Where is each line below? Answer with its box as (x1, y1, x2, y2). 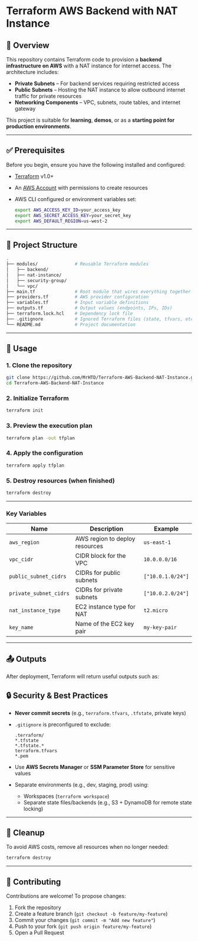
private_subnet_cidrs (9, 590, 70, 597)
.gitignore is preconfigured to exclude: (14, 720, 111, 728)
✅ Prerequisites (6, 145, 65, 156)
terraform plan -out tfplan (6, 435, 75, 441)
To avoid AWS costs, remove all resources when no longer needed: (6, 843, 169, 851)
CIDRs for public (75, 569, 121, 577)
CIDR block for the (75, 552, 126, 560)
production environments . (6, 123, 72, 130)
